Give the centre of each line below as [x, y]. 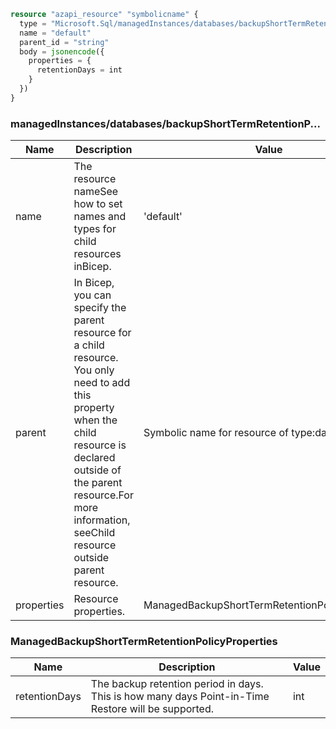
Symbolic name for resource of [216, 433]
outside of [97, 470]
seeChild [94, 533]
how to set [98, 204]
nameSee [96, 192]
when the [95, 420]
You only [94, 370]
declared [94, 458]
